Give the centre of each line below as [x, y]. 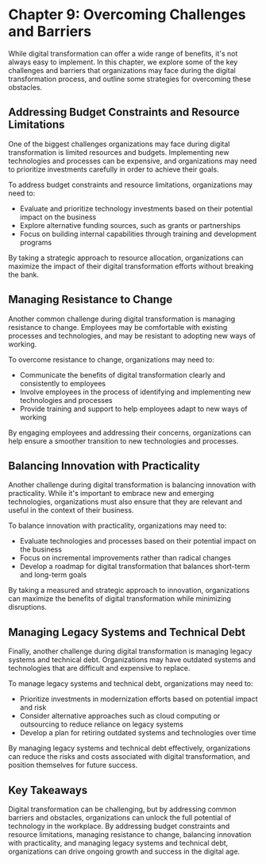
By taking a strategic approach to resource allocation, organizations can [126, 258]
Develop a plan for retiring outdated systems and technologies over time [138, 733]
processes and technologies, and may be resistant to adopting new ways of [132, 335]
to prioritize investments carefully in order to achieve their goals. [114, 169]
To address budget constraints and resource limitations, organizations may [130, 184]
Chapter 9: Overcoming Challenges [127, 15]
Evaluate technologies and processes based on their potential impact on [138, 541]
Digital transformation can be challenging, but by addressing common [122, 809]
